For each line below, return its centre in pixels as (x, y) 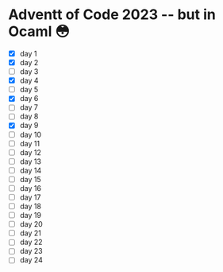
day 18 (31, 206)
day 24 (31, 260)
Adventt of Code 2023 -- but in (112, 15)
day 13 (31, 161)
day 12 (31, 152)
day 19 (31, 216)
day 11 (30, 143)
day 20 (31, 224)
